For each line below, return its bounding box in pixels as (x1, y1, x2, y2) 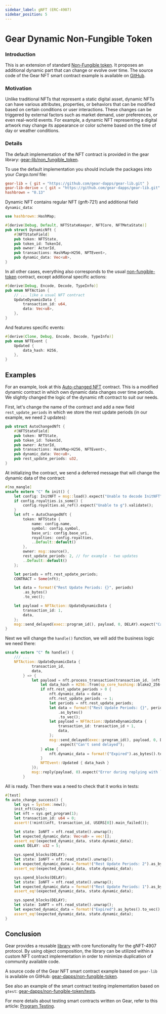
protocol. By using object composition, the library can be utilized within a (5, 948, 154, 954)
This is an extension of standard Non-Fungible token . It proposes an (5, 62, 144, 68)
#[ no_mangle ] (5, 484, 32, 490)
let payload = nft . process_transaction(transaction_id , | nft (31, 678, 161, 683)
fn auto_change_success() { (5, 797, 63, 802)
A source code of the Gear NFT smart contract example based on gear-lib (5, 968, 158, 974)
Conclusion (5, 930, 41, 938)
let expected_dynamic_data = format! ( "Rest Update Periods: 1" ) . (14, 884, 152, 889)
